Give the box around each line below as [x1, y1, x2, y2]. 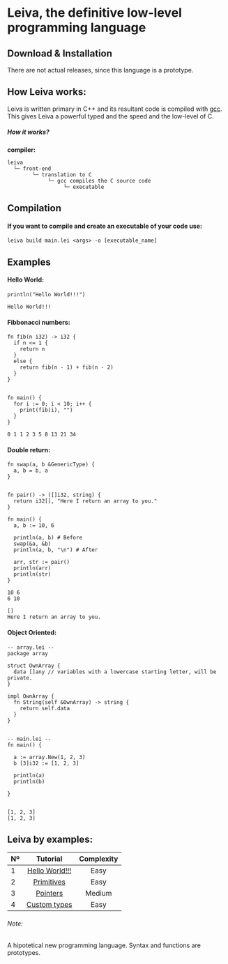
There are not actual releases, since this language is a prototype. [7, 66, 194, 74]
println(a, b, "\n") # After [13, 546, 98, 553]
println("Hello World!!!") [7, 291, 86, 298]
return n [20, 346, 45, 353]
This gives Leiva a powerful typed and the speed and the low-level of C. [7, 112, 214, 120]
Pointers [36, 889, 63, 898]
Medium [84, 889, 112, 898]
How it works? [7, 128, 50, 137]
